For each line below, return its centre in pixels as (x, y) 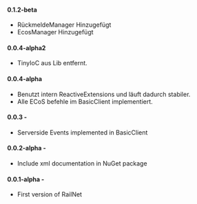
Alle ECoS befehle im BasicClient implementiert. (85, 101)
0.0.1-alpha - (26, 179)
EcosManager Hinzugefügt (55, 32)
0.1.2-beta (22, 10)
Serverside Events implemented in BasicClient (82, 132)
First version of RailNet (50, 194)
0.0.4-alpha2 (27, 47)
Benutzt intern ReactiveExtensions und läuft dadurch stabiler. (104, 94)
